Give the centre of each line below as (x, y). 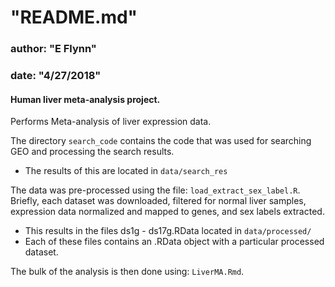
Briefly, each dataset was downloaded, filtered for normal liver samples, (158, 201)
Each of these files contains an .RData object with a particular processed (174, 242)
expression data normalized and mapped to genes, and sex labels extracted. (167, 212)
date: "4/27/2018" (56, 76)
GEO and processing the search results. (92, 152)
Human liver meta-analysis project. (85, 99)
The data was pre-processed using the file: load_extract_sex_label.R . (155, 190)
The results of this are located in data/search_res (126, 171)
